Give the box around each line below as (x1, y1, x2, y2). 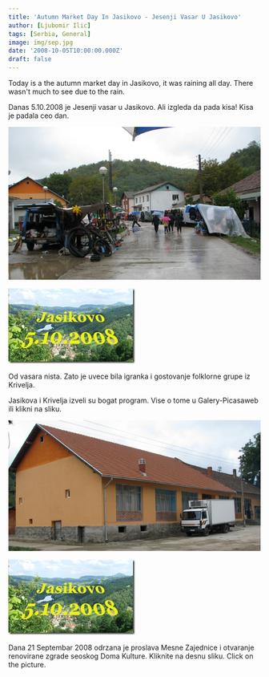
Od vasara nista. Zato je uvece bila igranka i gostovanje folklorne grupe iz (8, 371, 251, 381)
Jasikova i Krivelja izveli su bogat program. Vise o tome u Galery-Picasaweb (8, 395, 259, 405)
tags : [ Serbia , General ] (8, 30, 91, 38)
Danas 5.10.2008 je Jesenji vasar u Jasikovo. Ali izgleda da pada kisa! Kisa (8, 103, 254, 111)
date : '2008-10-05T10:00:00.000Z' (8, 47, 124, 55)
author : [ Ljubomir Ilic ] (8, 21, 91, 30)
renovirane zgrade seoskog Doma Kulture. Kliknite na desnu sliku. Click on (8, 651, 254, 661)
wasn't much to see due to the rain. (8, 87, 126, 96)
